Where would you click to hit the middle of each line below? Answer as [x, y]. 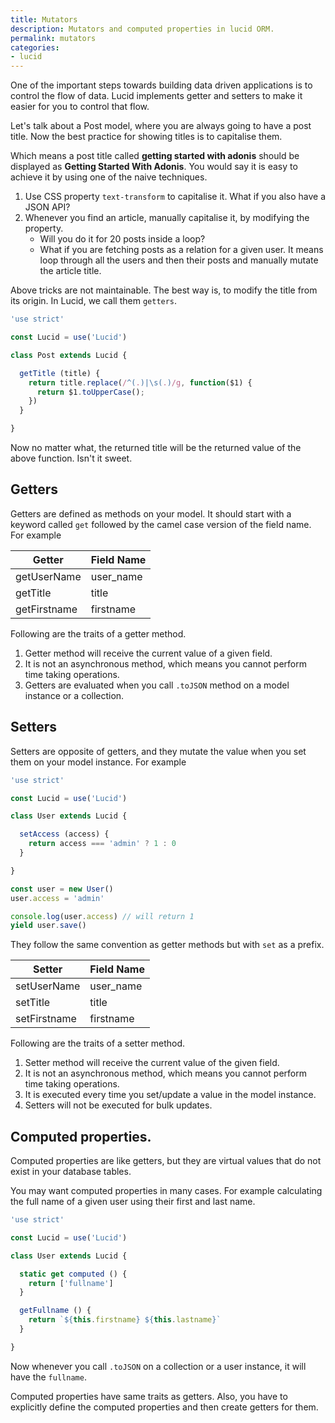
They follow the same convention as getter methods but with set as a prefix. [167, 945]
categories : [35, 47]
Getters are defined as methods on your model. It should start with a [151, 513]
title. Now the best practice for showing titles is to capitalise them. [146, 137]
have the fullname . [48, 1377]
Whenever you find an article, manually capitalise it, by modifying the [167, 218]
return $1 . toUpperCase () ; [90, 392]
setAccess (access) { [64, 834]
